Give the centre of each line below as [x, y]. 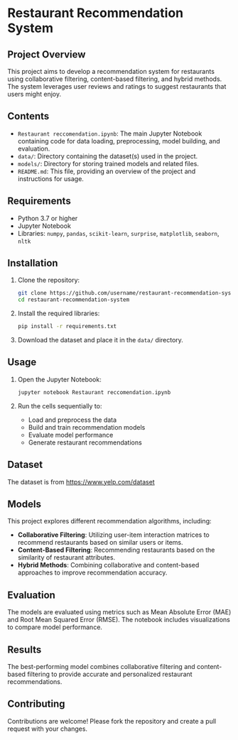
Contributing [36, 704]
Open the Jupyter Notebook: [59, 379]
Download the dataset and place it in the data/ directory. [100, 340]
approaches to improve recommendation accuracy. [92, 572]
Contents [28, 116]
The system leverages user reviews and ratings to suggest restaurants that [117, 86]
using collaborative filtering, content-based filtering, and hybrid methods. [115, 79]
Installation [33, 263]
